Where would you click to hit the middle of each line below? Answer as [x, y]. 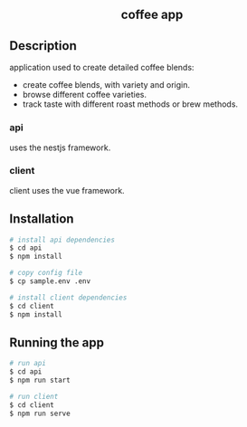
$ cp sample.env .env [50, 281]
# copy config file [46, 273]
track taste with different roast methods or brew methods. [130, 104]
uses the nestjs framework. [60, 147]
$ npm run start [40, 380]
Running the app [57, 342]
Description [43, 46]
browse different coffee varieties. [85, 95]
